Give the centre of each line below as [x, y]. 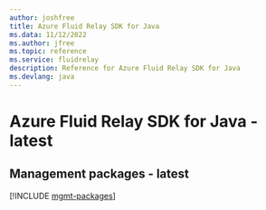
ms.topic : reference [48, 52]
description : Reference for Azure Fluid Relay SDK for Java [125, 69]
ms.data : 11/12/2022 [48, 34]
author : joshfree [42, 18]
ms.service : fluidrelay [54, 60]
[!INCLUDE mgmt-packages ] [62, 196]
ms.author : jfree [42, 43]
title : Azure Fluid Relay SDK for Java [85, 26]
